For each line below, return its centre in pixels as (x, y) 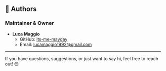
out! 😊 (12, 64)
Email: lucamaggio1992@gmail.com (56, 44)
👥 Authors (21, 9)
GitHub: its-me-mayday (43, 39)
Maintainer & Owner (30, 23)
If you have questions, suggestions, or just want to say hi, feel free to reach (82, 58)
